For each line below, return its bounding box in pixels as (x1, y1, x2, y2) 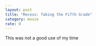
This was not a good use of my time (5, 35, 79, 41)
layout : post (5, 7, 32, 12)
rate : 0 (5, 21, 21, 26)
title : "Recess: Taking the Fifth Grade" (5, 12, 93, 17)
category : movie (5, 16, 39, 21)
